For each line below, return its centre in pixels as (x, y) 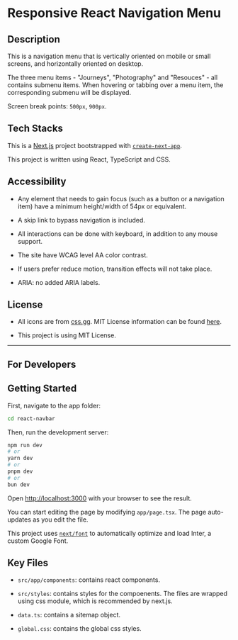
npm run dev (25, 445)
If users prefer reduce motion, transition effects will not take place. (115, 269)
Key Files (28, 563)
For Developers (42, 364)
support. (30, 241)
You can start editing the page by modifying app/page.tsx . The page (107, 512)
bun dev (19, 484)
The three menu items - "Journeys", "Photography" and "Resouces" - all (113, 77)
